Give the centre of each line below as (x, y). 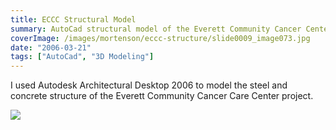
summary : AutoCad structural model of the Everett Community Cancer (156, 29)
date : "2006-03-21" (51, 47)
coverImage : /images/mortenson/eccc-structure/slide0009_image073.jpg (160, 38)
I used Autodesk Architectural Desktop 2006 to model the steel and (149, 85)
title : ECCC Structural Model (73, 19)
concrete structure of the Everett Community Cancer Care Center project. (162, 96)
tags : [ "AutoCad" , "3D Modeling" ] (82, 57)
